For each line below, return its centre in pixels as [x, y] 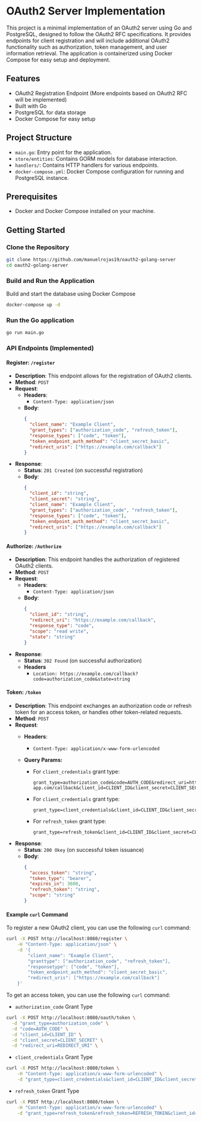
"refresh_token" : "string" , [65, 890]
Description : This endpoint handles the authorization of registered [97, 559]
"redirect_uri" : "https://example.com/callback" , [93, 620]
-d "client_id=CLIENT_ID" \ [47, 1034]
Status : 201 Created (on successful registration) [83, 470]
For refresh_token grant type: [69, 821]
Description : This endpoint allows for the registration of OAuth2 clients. [103, 376]
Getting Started [36, 230]
